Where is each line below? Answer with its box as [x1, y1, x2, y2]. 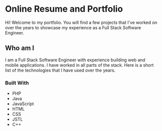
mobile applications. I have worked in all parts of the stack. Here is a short [5, 62, 154, 68]
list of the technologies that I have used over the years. [5, 67, 116, 73]
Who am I [5, 44, 34, 52]
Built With [5, 79, 29, 86]
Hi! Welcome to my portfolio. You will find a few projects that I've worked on [5, 19, 158, 25]
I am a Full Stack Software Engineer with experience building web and [5, 57, 145, 63]
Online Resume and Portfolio [5, 3, 123, 15]
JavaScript [12, 101, 34, 107]
